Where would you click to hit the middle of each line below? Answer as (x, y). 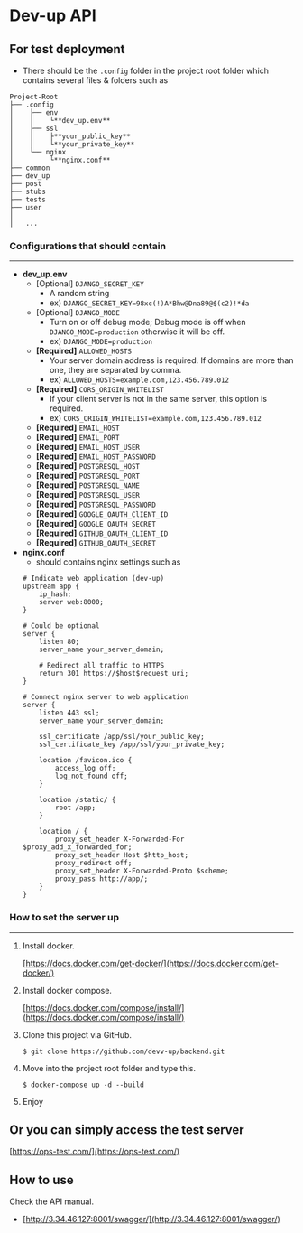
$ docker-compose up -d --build (83, 1085)
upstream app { (51, 587)
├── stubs (28, 191)
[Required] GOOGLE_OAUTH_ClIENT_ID (102, 514)
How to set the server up (64, 918)
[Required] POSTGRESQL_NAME (87, 485)
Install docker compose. (67, 990)
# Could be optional (61, 626)
